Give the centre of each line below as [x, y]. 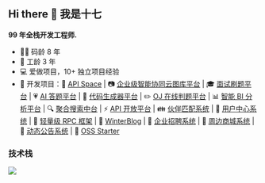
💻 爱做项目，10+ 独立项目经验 [69, 71]
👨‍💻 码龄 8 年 [40, 51]
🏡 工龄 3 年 [38, 61]
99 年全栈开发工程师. [43, 35]
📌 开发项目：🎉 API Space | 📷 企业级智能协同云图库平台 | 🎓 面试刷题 [132, 84]
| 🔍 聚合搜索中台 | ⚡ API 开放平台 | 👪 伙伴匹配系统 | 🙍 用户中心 [146, 109]
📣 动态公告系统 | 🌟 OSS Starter [70, 131]
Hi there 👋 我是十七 [55, 14]
